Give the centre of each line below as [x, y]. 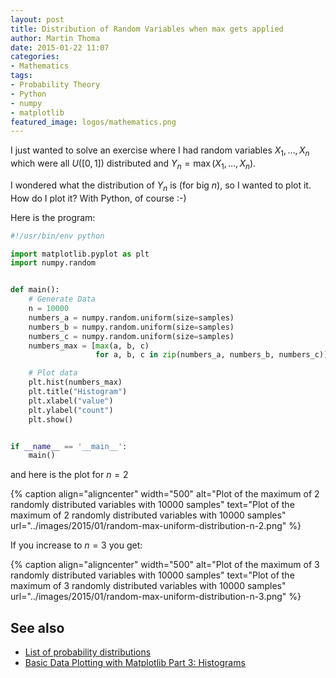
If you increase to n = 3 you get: [76, 545]
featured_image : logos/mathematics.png [93, 122]
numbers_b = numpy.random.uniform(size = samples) [131, 327]
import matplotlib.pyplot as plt [80, 254]
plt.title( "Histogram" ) [78, 392]
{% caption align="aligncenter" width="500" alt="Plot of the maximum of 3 [165, 565]
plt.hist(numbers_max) [75, 382]
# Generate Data [62, 299]
